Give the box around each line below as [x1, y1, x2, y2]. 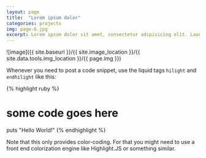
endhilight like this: [6, 73, 56, 81]
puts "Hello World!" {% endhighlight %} [6, 126, 106, 134]
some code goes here [6, 106, 118, 120]
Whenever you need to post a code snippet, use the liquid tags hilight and [6, 66, 197, 74]
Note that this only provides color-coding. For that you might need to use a [6, 138, 195, 146]
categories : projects [6, 20, 62, 26]
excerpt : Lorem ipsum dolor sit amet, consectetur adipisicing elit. [6, 32, 188, 38]
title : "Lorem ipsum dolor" [6, 15, 81, 21]
